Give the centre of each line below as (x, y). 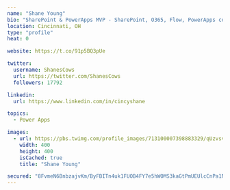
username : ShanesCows (44, 70)
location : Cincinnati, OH (44, 26)
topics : (18, 113)
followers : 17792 (38, 83)
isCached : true (41, 158)
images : (18, 133)
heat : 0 (18, 39)
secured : (20, 176)
